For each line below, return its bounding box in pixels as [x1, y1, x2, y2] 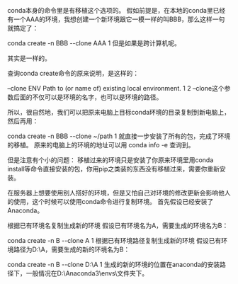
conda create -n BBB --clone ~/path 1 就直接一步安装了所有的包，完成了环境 [7, 132, 231, 140]
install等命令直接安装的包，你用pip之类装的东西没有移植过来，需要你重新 [7, 165, 220, 173]
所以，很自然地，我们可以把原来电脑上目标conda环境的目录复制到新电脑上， [7, 108, 231, 116]
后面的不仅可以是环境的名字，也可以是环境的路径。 [13, 93, 163, 101]
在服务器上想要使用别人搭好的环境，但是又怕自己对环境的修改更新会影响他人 [7, 188, 231, 197]
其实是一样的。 [7, 54, 51, 62]
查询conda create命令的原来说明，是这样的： [7, 69, 140, 77]
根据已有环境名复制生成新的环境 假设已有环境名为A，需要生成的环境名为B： [7, 222, 229, 229]
